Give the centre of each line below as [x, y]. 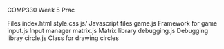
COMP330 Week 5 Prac [41, 10]
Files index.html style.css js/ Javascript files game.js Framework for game [112, 23]
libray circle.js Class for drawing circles [63, 38]
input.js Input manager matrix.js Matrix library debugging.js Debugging [108, 31]
